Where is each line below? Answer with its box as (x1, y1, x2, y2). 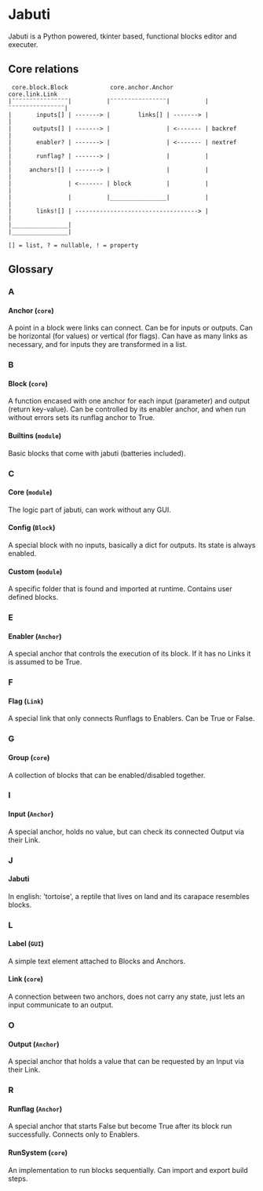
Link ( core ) (8, 974, 44, 984)
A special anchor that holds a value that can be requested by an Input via (8, 1057, 245, 1066)
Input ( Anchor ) (8, 809, 54, 819)
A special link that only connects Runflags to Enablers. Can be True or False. (8, 714, 255, 723)
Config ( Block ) (8, 523, 56, 532)
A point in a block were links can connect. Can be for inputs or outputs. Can (8, 323, 254, 333)
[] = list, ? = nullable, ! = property (8, 241, 139, 249)
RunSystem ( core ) (8, 1148, 68, 1157)
